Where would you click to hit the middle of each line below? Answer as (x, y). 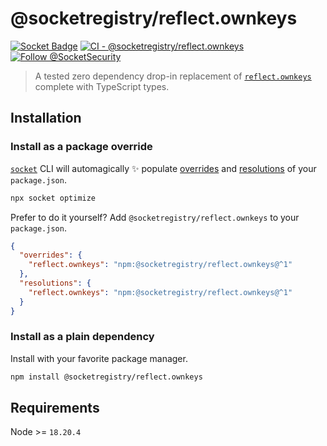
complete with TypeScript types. (102, 86)
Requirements (55, 408)
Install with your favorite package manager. (99, 358)
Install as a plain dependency (82, 337)
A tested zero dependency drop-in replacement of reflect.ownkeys (173, 76)
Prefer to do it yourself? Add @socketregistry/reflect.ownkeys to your (155, 217)
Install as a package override (81, 147)
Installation (46, 118)
